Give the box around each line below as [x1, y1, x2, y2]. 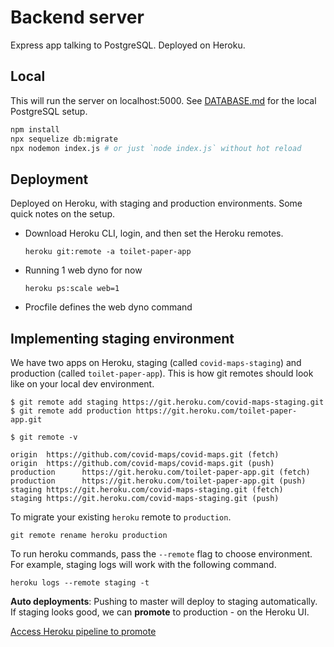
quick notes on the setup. [10, 208, 116, 220]
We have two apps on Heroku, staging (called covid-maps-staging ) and [10, 357, 302, 368]
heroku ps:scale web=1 [24, 284, 120, 294]
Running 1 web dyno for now [24, 264, 143, 276]
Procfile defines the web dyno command [24, 301, 193, 313]
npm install [10, 124, 60, 135]
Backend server [10, 6, 145, 29]
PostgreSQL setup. [10, 105, 88, 117]
